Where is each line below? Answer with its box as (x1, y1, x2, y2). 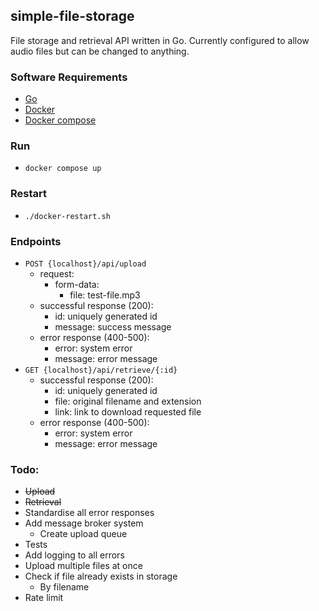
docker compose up (24, 164, 102, 174)
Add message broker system (24, 517, 144, 529)
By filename (39, 581, 90, 593)
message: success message (54, 321, 172, 333)
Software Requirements (10, 70, 128, 84)
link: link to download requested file (54, 406, 202, 418)
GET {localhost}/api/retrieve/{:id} (24, 365, 178, 375)
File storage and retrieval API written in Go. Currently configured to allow (10, 34, 310, 46)
